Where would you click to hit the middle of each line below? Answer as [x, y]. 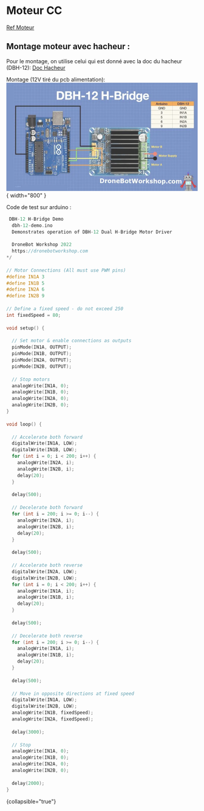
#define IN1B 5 [25, 283]
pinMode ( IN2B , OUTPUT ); [42, 366]
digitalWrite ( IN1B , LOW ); [45, 450]
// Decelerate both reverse [47, 636]
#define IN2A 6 [25, 289]
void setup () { [25, 328]
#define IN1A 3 [25, 277]
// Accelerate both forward [47, 437]
